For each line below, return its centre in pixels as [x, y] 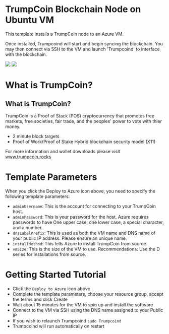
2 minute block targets [36, 136]
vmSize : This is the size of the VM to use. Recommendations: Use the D [86, 249]
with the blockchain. [26, 54]
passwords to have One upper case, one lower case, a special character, [88, 222]
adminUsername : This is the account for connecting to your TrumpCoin [84, 206]
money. [13, 126]
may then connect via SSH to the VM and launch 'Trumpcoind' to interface [82, 49]
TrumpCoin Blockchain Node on [73, 9]
